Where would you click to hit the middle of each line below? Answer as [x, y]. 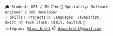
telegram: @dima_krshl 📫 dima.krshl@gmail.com [53, 29]
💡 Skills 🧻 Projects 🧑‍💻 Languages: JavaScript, [53, 17]
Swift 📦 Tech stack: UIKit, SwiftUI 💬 [45, 23]
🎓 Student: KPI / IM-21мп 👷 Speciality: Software [57, 7]
